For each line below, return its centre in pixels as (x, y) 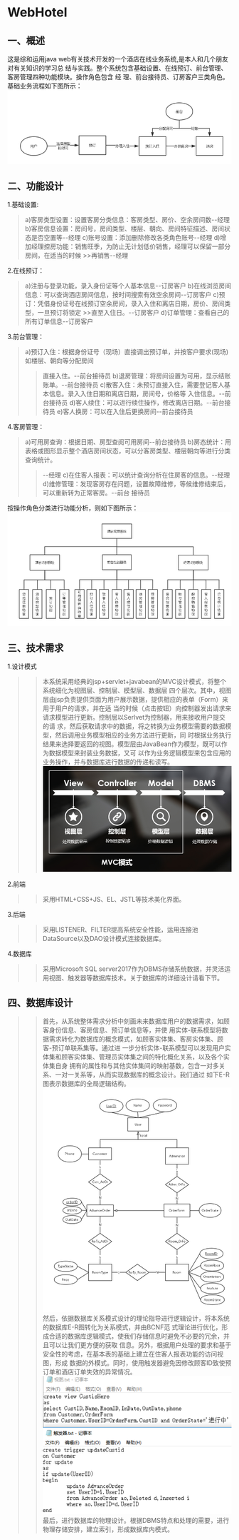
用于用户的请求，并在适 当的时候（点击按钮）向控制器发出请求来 (137, 708)
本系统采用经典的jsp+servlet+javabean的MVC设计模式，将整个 (134, 682)
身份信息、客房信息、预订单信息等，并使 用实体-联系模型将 (135, 1030)
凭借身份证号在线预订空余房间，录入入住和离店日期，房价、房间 (131, 303)
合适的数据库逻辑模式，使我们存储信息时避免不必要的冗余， (136, 1337)
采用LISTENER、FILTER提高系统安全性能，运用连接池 (120, 930)
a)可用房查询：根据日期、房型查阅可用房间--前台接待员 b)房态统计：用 (128, 442)
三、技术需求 (36, 648)
